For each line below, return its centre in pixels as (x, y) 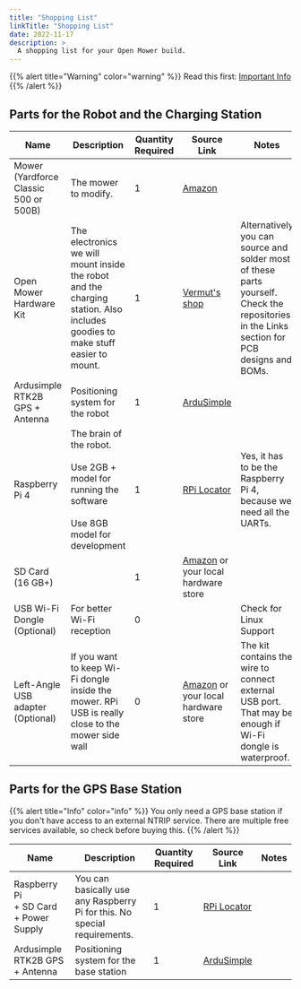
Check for (261, 608)
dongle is (260, 746)
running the (95, 490)
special (90, 923)
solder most (266, 258)
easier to (89, 353)
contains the (267, 656)
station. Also (96, 308)
